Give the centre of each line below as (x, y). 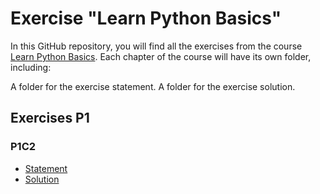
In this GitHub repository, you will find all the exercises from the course (156, 46)
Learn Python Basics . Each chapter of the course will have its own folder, (161, 56)
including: (31, 67)
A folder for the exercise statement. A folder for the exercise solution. (153, 86)
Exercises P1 (50, 118)
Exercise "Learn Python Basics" (146, 18)
